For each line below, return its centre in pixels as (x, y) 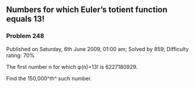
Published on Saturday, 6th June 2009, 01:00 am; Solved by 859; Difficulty (97, 49)
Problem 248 (25, 36)
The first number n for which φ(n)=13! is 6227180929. (72, 67)
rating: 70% (21, 55)
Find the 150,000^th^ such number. (49, 78)
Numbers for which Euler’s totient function (87, 10)
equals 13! (26, 19)
